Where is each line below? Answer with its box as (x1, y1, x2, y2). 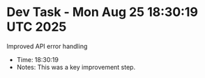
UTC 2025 (6, 19, 67, 35)
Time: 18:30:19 (16, 55, 59, 63)
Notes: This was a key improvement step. (16, 63, 136, 71)
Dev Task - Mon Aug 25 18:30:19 (6, 4, 198, 20)
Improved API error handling (6, 42, 88, 50)
